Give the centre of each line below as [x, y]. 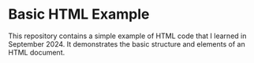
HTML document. [37, 52]
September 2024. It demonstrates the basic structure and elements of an [127, 44]
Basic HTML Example [79, 14]
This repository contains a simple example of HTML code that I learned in [127, 36]
